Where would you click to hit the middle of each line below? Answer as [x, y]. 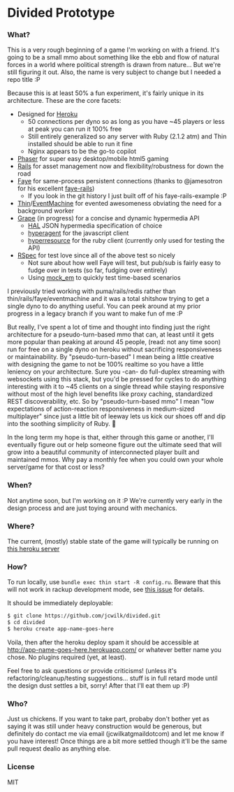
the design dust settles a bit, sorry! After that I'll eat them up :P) [98, 686]
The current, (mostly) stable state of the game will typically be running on [113, 542]
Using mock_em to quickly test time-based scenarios [104, 278]
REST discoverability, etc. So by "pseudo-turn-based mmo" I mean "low [111, 402]
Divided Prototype [61, 13]
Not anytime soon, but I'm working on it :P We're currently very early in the [115, 500]
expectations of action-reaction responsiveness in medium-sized [101, 409]
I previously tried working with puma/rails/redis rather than [92, 291]
